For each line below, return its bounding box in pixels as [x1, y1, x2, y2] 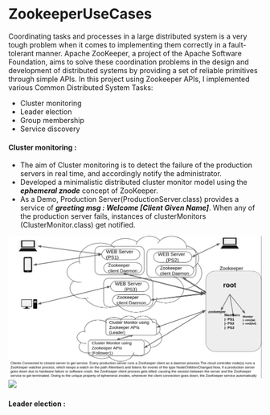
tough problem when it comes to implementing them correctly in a [8, 39, 227, 49]
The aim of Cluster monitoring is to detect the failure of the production [19, 160, 253, 170]
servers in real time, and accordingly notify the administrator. [19, 169, 223, 179]
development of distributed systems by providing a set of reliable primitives [8, 65, 259, 75]
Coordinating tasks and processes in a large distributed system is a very [8, 31, 247, 41]
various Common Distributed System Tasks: [8, 82, 153, 92]
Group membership [19, 115, 84, 125]
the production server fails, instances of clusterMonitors [19, 212, 207, 221]
